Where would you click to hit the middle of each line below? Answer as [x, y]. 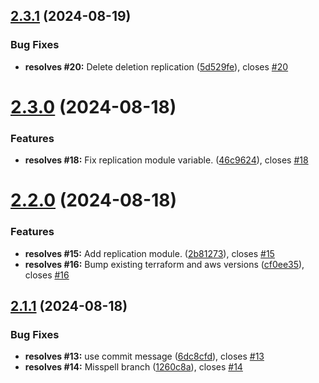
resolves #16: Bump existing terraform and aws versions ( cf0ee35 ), [164, 264]
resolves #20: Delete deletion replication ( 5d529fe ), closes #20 [156, 66]
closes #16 [47, 275]
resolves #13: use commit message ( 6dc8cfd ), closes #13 [144, 356]
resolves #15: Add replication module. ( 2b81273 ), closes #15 [149, 253]
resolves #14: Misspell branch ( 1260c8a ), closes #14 [133, 367]
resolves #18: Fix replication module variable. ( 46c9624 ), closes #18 [166, 160]
